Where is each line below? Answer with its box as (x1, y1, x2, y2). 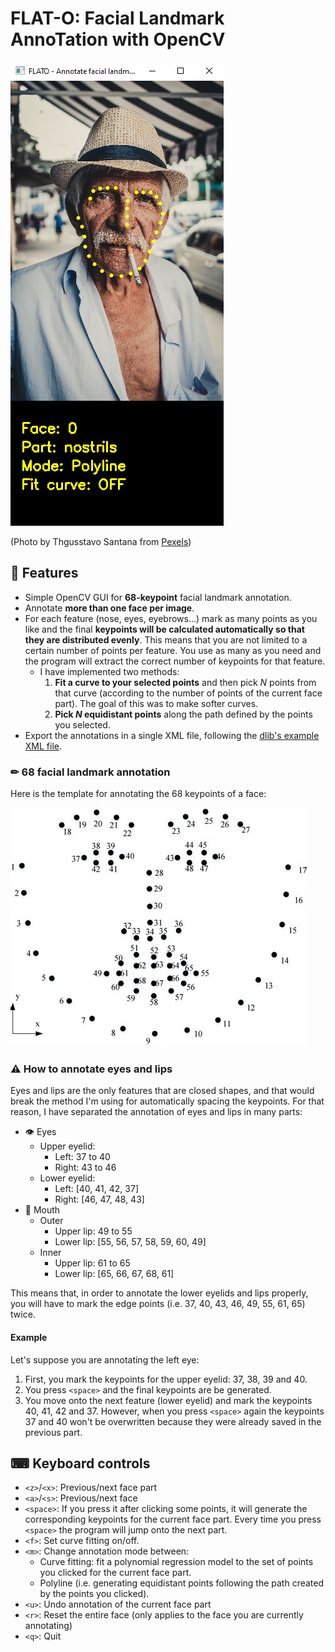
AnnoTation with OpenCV (10, 28, 226, 51)
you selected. (54, 718, 111, 731)
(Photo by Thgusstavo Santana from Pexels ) (10, 535, 192, 547)
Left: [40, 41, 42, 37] (54, 1183, 139, 1195)
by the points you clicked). (39, 1588, 150, 1600)
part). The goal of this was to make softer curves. (54, 697, 259, 709)
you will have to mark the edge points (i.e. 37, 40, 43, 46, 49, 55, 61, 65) (10, 1298, 306, 1310)
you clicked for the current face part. (39, 1567, 192, 1579)
